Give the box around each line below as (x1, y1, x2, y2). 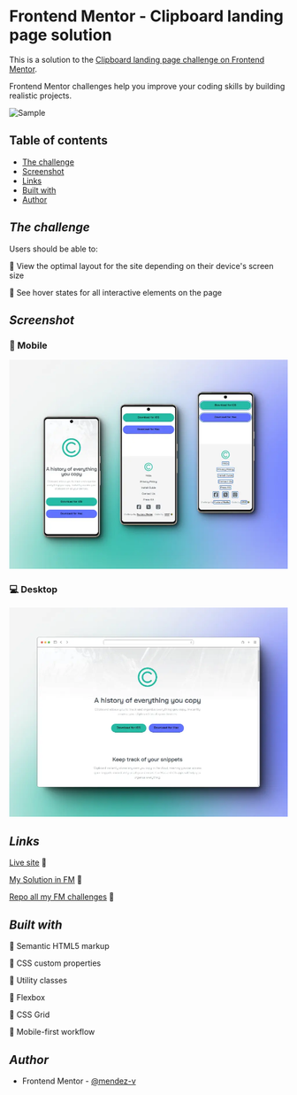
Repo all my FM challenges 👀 (9, 891, 115, 902)
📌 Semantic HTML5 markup (9, 941, 110, 952)
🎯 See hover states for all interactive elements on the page (9, 287, 223, 297)
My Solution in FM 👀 (9, 875, 82, 885)
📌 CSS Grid (9, 1009, 50, 1020)
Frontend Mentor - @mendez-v (21, 1076, 137, 1086)
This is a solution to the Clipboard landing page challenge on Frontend (9, 54, 265, 65)
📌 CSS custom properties (9, 958, 102, 968)
